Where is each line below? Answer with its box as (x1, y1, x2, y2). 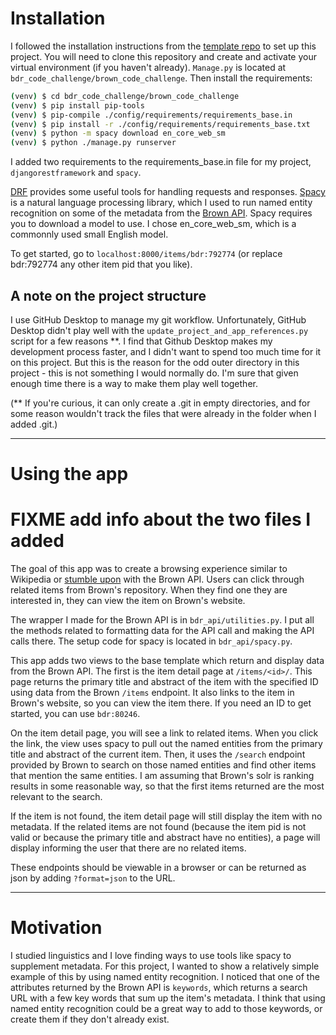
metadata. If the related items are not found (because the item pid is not (10, 821, 307, 833)
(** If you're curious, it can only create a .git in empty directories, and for (10, 397, 311, 409)
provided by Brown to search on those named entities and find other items (10, 759, 317, 771)
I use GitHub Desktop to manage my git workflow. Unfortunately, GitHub (10, 314, 307, 326)
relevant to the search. (10, 791, 103, 803)
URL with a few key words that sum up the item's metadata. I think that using (10, 992, 326, 1004)
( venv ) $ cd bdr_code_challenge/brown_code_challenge (10, 91, 240, 101)
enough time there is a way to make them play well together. (10, 378, 258, 389)
